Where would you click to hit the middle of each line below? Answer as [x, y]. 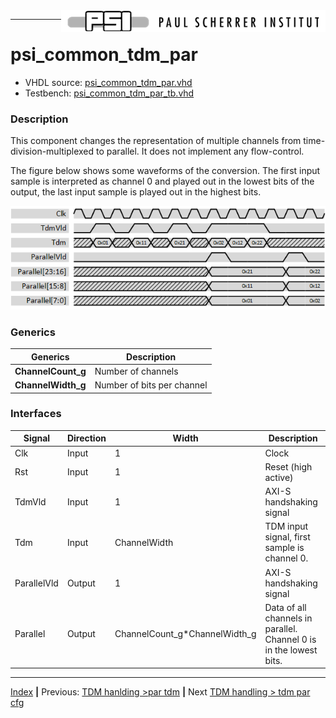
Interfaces [36, 414]
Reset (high [288, 466]
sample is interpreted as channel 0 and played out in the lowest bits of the [162, 181]
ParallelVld [36, 583]
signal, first [287, 537]
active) [279, 477]
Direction [86, 438]
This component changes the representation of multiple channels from [156, 141]
